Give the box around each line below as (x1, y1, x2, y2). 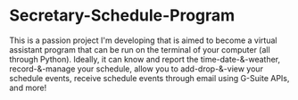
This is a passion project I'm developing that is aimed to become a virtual (9, 35, 277, 46)
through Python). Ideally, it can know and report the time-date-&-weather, (9, 54, 281, 64)
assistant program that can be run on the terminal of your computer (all (9, 44, 270, 54)
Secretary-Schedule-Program (9, 5, 236, 26)
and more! (9, 82, 47, 93)
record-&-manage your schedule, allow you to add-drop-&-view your (9, 63, 263, 74)
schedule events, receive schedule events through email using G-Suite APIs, (9, 72, 290, 83)
